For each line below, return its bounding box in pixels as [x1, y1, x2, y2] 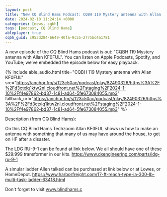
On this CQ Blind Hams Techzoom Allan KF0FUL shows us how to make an [5, 125, 158, 131]
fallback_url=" [5, 95, 34, 101]
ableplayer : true [5, 30, 41, 35]
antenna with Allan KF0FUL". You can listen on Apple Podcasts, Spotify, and [5, 54, 160, 60]
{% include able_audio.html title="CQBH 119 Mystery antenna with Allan [5, 69, 152, 75]
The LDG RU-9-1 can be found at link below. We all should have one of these [5, 146, 162, 152]
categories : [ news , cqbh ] [5, 21, 59, 26]
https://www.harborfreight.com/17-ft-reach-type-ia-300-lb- [32, 171, 155, 177]
